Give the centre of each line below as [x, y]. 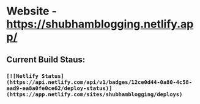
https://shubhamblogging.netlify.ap [100, 24]
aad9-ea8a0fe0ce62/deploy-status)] [59, 88]
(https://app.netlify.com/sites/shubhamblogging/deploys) [94, 94]
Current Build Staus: [46, 59]
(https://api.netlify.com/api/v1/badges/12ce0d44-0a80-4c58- [99, 82]
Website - [31, 11]
